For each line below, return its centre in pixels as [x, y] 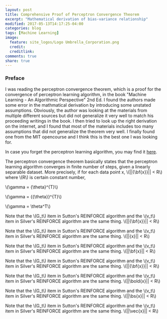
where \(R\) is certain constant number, [45, 177]
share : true [17, 61]
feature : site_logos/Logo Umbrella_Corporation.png [65, 42]
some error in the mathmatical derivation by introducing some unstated [78, 105]
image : [12, 38]
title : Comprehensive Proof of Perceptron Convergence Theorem [72, 14]
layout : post [19, 10]
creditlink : [22, 51]
